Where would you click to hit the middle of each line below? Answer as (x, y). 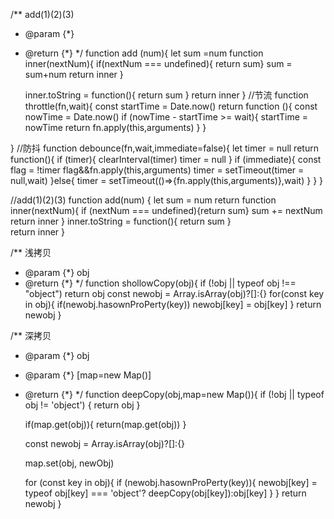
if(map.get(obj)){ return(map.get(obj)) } (105, 424)
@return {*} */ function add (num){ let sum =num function (144, 53)
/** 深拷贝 (31, 335)
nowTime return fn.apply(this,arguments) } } (115, 127)
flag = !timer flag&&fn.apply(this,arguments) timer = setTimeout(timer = (157, 170)
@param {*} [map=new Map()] (88, 375)
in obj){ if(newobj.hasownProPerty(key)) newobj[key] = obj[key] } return (173, 304)
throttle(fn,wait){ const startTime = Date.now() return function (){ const (171, 106)
